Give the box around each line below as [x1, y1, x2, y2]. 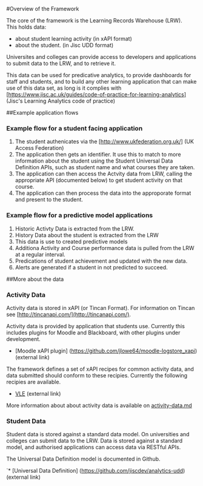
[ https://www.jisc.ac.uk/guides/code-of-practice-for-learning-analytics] [6, 91, 187, 98]
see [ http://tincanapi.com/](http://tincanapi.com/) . [6, 311, 131, 318]
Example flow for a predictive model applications [6, 211, 153, 220]
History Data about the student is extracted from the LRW [15, 231, 159, 238]
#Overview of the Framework [6, 5, 79, 12]
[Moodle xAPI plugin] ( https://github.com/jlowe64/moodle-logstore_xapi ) [15, 347, 198, 354]
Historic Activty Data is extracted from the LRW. [15, 224, 135, 232]
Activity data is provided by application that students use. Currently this [6, 322, 185, 329]
